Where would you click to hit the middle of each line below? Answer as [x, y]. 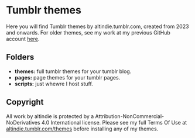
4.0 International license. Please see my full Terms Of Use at [114, 122]
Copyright [25, 102]
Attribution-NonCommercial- [130, 116]
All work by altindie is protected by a [50, 116]
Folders [20, 57]
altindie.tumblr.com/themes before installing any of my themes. [82, 129]
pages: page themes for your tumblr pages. [67, 77]
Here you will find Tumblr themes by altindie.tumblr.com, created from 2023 [97, 26]
